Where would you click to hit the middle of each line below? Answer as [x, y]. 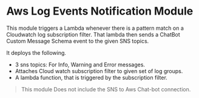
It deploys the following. [36, 52]
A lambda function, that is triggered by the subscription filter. [91, 77]
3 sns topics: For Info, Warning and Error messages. [80, 65]
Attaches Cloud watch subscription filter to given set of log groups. [99, 71]
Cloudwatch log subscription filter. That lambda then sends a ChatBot [93, 34]
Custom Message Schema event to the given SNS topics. [78, 41]
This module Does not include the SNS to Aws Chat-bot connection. [106, 89]
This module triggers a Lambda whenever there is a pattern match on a [95, 28]
